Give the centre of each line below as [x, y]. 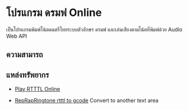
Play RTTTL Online [37, 89]
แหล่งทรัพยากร [27, 75]
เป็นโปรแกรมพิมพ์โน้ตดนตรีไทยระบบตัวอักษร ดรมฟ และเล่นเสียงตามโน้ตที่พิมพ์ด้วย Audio [94, 29]
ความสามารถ [25, 55]
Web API [17, 36]
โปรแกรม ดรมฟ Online [54, 13]
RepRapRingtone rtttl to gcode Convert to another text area [86, 101]
